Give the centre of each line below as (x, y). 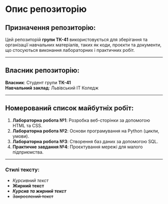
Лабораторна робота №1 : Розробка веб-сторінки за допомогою (81, 120)
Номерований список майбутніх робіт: (69, 108)
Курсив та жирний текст (39, 191)
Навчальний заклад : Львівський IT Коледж (52, 88)
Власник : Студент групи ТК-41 (38, 82)
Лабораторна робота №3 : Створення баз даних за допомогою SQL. (85, 141)
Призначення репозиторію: (50, 28)
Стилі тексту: (22, 170)
